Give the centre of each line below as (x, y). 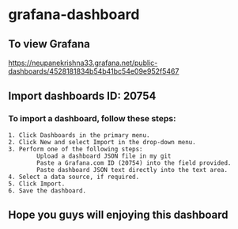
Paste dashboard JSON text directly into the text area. (132, 170)
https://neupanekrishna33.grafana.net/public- (83, 63)
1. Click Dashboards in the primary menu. (79, 135)
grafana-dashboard (74, 15)
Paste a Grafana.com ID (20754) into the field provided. (134, 163)
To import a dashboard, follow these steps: (92, 119)
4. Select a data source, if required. (74, 177)
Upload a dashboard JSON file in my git (104, 156)
